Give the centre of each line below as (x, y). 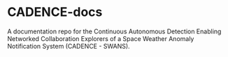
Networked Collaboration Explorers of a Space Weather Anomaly (101, 38)
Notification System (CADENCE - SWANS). (69, 46)
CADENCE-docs (55, 12)
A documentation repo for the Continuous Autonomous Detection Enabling (114, 31)
